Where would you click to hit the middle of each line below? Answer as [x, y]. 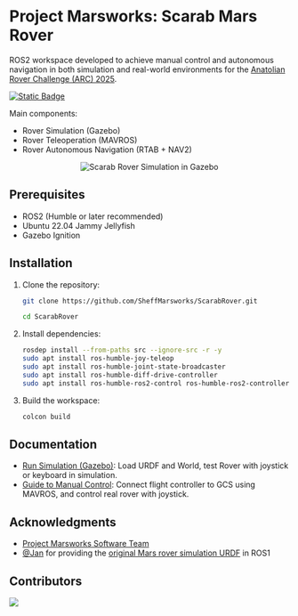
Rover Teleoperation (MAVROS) [80, 140]
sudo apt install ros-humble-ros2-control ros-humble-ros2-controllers [157, 383]
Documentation [53, 444]
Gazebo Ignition [51, 235]
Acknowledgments [63, 522]
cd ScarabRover [50, 317]
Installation [41, 263]
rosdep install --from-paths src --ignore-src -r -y [122, 350]
